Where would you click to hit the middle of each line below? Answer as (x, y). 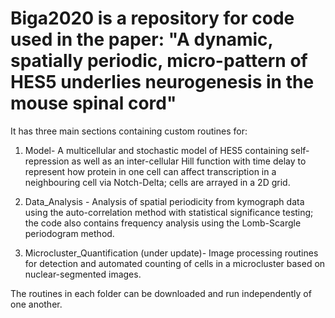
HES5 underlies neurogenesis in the (162, 82)
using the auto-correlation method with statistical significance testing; (169, 212)
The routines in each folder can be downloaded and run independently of (161, 293)
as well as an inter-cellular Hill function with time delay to (189, 161)
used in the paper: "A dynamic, (142, 39)
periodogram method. (69, 233)
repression (47, 161)
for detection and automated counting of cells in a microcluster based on (175, 263)
